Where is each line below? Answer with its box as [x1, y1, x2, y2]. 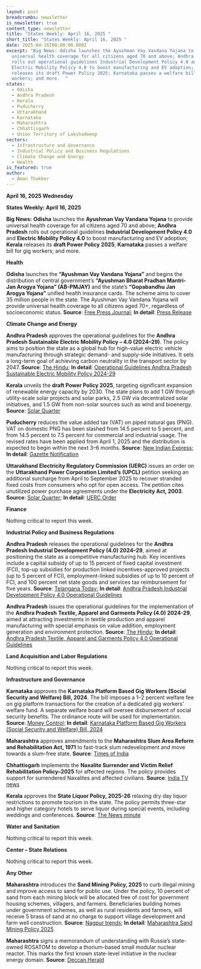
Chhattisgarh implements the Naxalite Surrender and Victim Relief [6, 761, 173, 768]
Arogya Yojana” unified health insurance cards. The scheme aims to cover [6, 289, 191, 296]
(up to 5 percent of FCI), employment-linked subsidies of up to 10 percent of [6, 572, 194, 579]
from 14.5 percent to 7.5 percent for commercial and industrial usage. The [6, 431, 187, 438]
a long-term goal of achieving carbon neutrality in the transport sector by [6, 357, 187, 364]
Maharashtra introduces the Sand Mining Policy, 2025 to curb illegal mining [6, 881, 195, 888]
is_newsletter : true [6, 20, 58, 26]
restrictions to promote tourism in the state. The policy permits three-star [6, 798, 187, 806]
